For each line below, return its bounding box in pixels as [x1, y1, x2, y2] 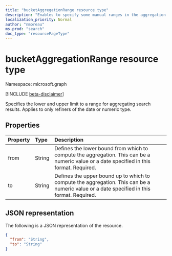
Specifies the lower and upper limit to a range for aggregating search [5, 101, 151, 107]
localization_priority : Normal [5, 17, 72, 22]
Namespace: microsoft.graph [5, 81, 67, 87]
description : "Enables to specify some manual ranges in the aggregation [5, 12, 166, 17]
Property [8, 136, 30, 143]
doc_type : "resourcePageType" [5, 31, 70, 36]
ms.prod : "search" [5, 27, 45, 32]
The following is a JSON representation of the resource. [5, 222, 123, 228]
